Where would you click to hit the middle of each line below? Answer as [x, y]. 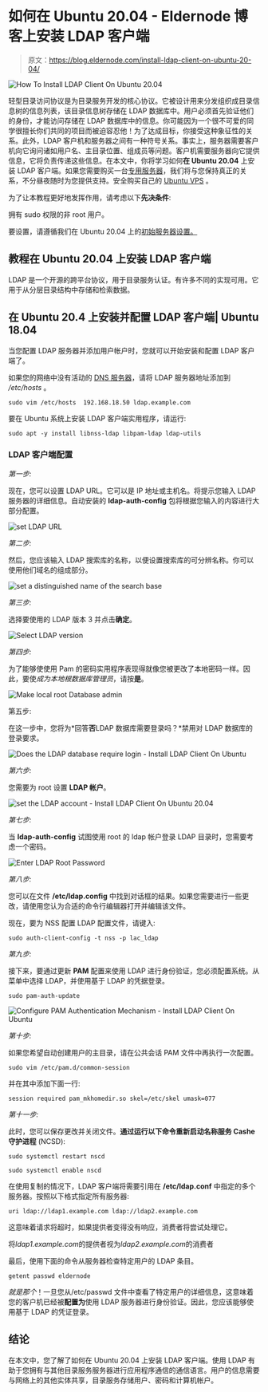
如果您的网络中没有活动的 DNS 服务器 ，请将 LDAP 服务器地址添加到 [120, 377]
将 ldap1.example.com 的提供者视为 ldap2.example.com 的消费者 [111, 1244]
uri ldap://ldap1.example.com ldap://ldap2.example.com [103, 1211]
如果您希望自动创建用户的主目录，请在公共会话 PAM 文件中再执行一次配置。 [133, 1052]
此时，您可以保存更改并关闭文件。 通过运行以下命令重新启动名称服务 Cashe [132, 1131]
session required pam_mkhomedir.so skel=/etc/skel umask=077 [112, 1098]
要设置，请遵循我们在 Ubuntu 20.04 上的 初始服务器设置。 [103, 231]
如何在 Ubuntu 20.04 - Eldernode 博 [128, 16]
